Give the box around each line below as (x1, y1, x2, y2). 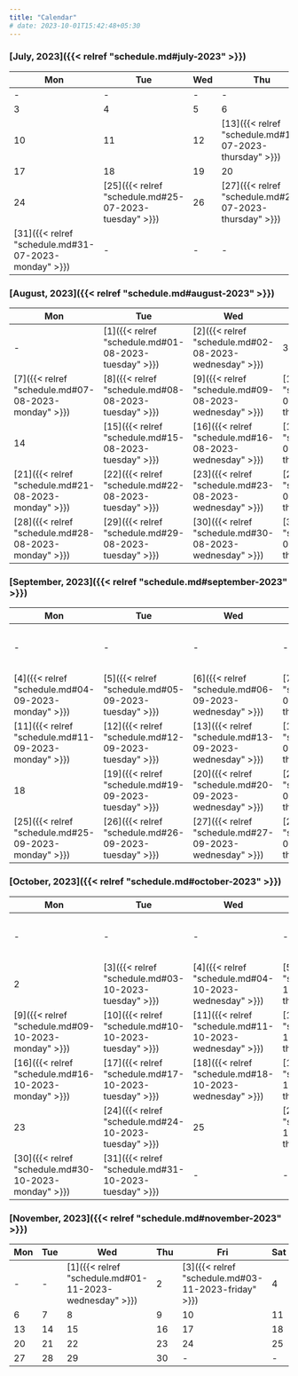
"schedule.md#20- (192, 779, 274, 791)
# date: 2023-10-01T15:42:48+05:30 (9, 21, 141, 30)
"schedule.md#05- (103, 684, 184, 696)
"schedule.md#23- (192, 479, 274, 492)
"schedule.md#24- (103, 1115, 184, 1127)
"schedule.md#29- (103, 527, 184, 540)
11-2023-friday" (181, 1283, 257, 1295)
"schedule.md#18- (192, 1067, 274, 1079)
